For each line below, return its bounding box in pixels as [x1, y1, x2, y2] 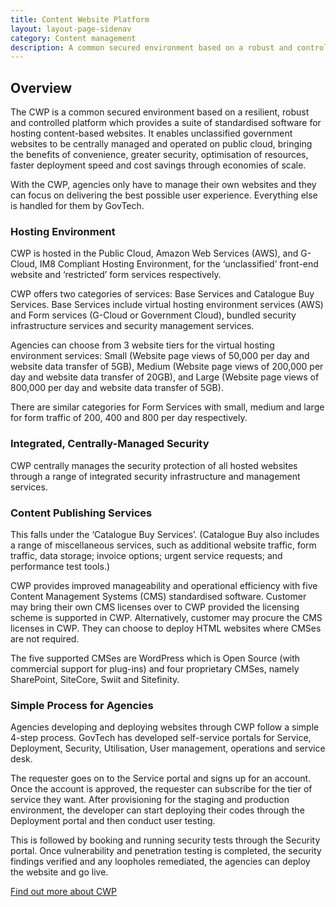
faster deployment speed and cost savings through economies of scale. [10, 159, 307, 171]
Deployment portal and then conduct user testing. [10, 815, 216, 827]
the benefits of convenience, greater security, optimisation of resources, [10, 149, 309, 161]
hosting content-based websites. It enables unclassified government [10, 127, 293, 140]
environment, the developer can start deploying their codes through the [10, 804, 305, 816]
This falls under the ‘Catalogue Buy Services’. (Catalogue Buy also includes [10, 528, 320, 540]
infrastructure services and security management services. [10, 320, 255, 332]
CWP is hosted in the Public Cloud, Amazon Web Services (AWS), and [10, 247, 299, 260]
